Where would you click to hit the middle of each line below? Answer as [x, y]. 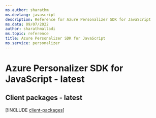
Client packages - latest [44, 98]
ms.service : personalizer [33, 43]
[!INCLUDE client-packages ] [35, 110]
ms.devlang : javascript [30, 15]
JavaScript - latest [45, 79]
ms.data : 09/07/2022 [27, 24]
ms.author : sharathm [27, 10]
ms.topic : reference [27, 34]
